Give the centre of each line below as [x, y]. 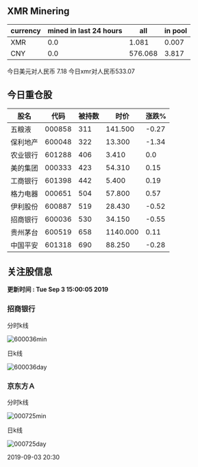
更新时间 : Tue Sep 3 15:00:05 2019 [58, 289]
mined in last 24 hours [85, 30]
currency [26, 30]
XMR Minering [38, 11]
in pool [175, 30]
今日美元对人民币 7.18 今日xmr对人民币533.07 [71, 71]
